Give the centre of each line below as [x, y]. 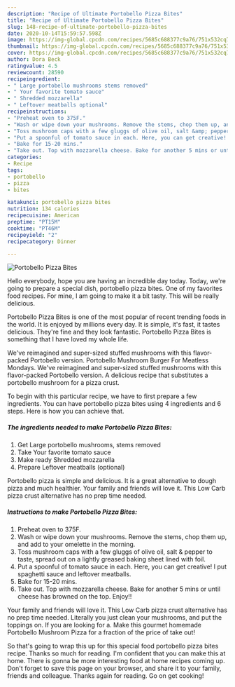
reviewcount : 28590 [36, 72]
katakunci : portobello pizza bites [59, 203]
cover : [17, 53]
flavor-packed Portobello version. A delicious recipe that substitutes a [108, 375]
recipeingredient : [34, 79]
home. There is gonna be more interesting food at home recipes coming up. [116, 661]
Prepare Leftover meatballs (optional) [71, 468]
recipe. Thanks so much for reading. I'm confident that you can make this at [116, 653]
